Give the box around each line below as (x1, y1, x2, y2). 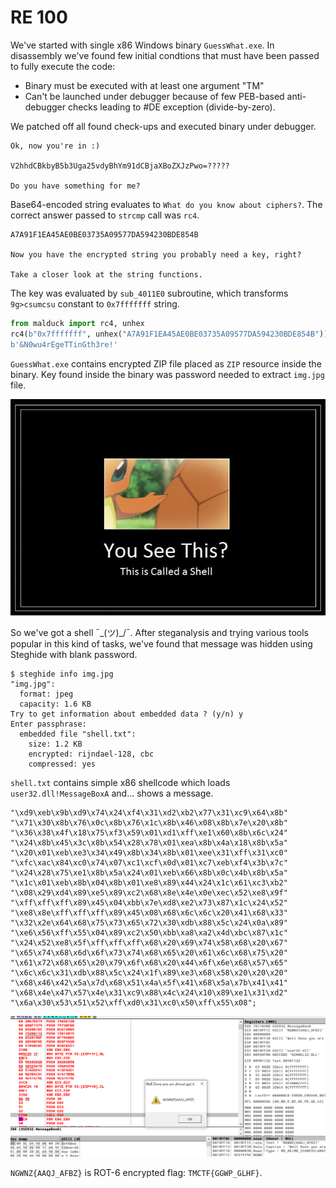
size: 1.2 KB (28, 739, 83, 749)
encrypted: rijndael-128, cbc (28, 749, 155, 759)
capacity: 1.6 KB (19, 699, 92, 709)
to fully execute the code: (10, 60, 116, 72)
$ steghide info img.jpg (10, 669, 114, 679)
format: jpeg (19, 689, 74, 699)
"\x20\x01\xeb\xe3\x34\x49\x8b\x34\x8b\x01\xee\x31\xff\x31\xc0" (10, 847, 288, 858)
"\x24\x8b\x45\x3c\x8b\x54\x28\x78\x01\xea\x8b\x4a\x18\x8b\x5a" (10, 837, 288, 848)
